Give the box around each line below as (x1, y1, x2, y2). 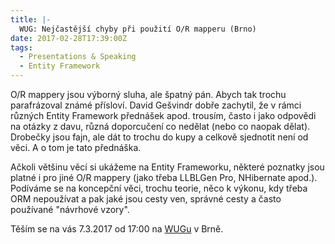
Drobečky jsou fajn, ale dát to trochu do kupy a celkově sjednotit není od (10, 131, 309, 143)
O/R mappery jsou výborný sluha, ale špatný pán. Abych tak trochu (10, 89, 287, 100)
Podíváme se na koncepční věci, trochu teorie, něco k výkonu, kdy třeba (10, 182, 308, 194)
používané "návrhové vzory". (10, 204, 130, 215)
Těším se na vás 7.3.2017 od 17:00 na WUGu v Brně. (10, 223, 224, 235)
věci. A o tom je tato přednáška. (10, 142, 142, 153)
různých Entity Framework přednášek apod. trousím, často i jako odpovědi (10, 110, 317, 121)
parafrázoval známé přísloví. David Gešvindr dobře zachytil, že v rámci (10, 99, 302, 111)
